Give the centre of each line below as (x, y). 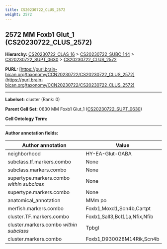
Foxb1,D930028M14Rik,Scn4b (123, 239)
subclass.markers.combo (37, 170)
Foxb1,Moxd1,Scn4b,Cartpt (118, 209)
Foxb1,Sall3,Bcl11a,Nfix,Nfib (120, 217)
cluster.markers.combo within (42, 225)
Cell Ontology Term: (26, 119)
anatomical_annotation (34, 201)
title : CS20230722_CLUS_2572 (35, 10)
